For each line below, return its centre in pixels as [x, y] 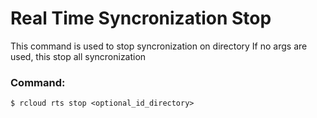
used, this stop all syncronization [78, 56]
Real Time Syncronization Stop [141, 18]
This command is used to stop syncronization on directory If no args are [159, 46]
